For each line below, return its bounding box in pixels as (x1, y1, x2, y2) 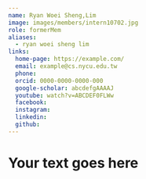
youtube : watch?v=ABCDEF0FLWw (15, 91, 114, 99)
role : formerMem (8, 26, 61, 34)
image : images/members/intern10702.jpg (8, 19, 139, 27)
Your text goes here (8, 154, 139, 172)
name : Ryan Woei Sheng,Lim (8, 11, 97, 20)
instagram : (15, 106, 51, 114)
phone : (15, 70, 37, 77)
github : (15, 120, 41, 128)
